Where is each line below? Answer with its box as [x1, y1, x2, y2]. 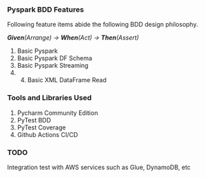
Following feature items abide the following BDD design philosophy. [7, 21, 198, 29]
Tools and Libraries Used [7, 93, 92, 103]
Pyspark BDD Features [7, 5, 85, 14]
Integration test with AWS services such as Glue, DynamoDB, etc [7, 163, 191, 171]
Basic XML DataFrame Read [27, 76, 107, 84]
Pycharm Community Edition [17, 108, 98, 117]
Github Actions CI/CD [17, 130, 78, 138]
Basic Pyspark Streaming [17, 62, 89, 70]
